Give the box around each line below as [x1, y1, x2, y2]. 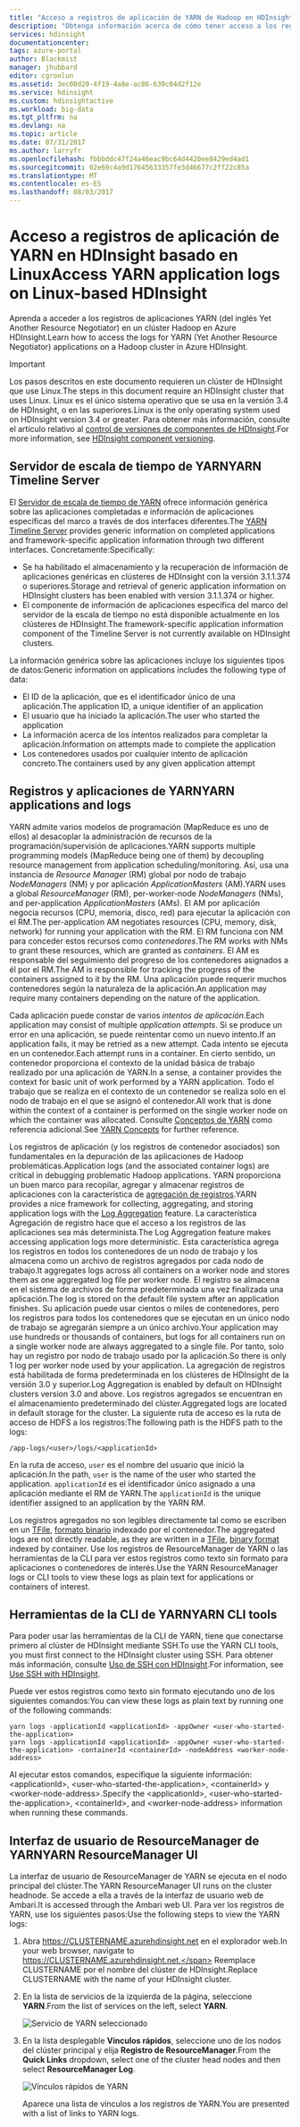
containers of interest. [9, 1580, 91, 1592]
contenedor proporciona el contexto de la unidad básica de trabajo [9, 1057, 255, 1068]
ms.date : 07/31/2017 [9, 138, 87, 147]
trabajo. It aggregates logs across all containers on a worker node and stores [9, 1265, 290, 1275]
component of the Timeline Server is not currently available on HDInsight [21, 628, 291, 639]
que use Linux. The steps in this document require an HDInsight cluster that [9, 386, 285, 396]
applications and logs [9, 798, 131, 813]
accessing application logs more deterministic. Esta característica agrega [9, 1236, 279, 1247]
